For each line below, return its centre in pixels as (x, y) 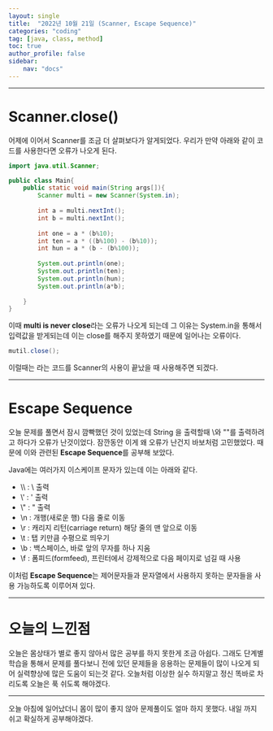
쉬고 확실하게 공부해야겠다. (51, 719)
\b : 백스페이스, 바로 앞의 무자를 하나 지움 (85, 548)
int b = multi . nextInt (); (82, 218)
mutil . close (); (34, 351)
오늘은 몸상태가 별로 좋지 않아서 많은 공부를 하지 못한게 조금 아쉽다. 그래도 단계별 (136, 653)
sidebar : (23, 62)
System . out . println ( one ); (82, 264)
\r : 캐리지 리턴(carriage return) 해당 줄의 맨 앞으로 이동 (108, 528)
